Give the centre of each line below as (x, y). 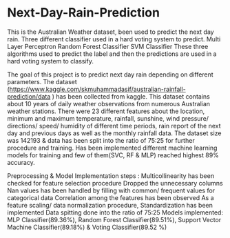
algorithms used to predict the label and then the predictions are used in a (112, 54)
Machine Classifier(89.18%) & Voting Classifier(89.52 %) (87, 227)
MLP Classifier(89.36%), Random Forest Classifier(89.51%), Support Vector (114, 219)
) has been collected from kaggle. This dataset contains (131, 96)
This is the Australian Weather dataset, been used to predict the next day (111, 32)
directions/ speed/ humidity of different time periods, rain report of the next (114, 126)
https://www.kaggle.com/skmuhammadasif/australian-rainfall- (97, 89)
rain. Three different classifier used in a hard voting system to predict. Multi (114, 39)
